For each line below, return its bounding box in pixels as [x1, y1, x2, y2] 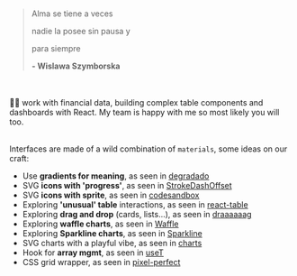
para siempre [31, 43, 81, 53]
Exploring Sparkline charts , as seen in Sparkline [22, 228, 202, 238]
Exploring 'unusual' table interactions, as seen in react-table [22, 199, 249, 210]
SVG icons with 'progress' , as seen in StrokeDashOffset [22, 180, 232, 190]
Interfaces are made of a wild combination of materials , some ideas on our [9, 143, 288, 154]
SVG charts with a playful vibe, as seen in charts [22, 238, 202, 248]
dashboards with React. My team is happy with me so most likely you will [9, 107, 280, 117]
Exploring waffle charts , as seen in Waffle [22, 218, 179, 229]
